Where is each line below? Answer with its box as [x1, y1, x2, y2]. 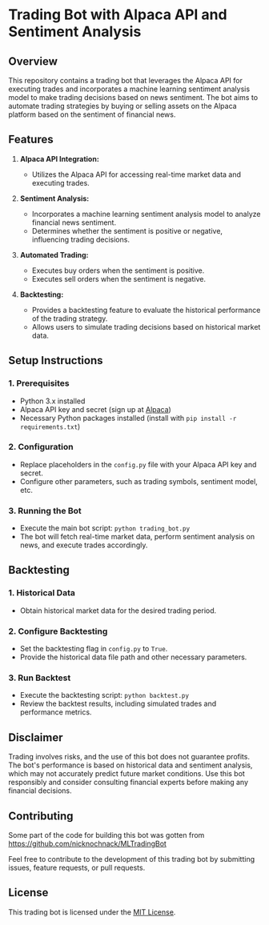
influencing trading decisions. [31, 234, 130, 244]
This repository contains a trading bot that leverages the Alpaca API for [8, 76, 243, 85]
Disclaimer [8, 731, 63, 744]
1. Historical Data [8, 587, 76, 599]
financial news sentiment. [31, 218, 117, 227]
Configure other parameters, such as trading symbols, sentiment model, [19, 476, 258, 486]
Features [8, 133, 54, 146]
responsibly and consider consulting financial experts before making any [8, 778, 249, 787]
